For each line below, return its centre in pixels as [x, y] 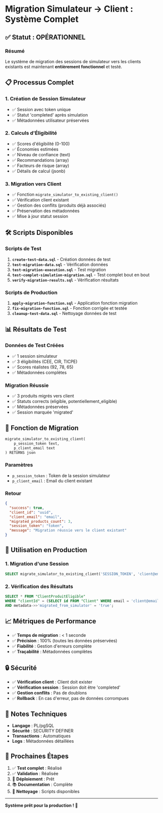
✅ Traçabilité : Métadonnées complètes [52, 652]
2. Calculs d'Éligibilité [31, 133]
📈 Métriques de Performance [51, 621]
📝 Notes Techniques [36, 714]
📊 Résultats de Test [36, 329]
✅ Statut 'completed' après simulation [50, 115]
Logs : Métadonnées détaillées [43, 741]
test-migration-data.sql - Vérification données [60, 264]
